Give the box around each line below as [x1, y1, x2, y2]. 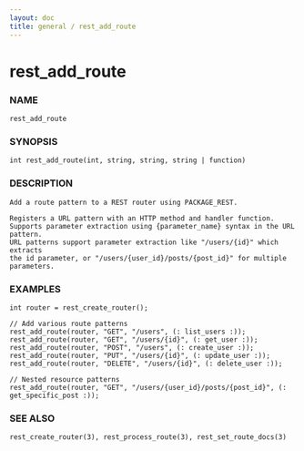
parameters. [9, 261, 55, 271]
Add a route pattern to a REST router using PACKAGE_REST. [9, 198, 238, 207]
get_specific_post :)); [9, 391, 100, 400]
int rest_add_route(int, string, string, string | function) [9, 156, 247, 165]
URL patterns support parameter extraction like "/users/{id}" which [9, 238, 279, 247]
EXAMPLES [9, 282, 61, 295]
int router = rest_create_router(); [9, 302, 148, 313]
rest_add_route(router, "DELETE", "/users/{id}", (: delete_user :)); [9, 359, 283, 368]
